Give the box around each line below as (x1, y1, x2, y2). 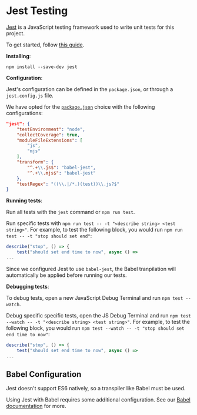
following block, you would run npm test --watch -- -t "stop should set (6, 324, 185, 332)
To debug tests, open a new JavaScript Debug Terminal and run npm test (6, 294, 183, 301)
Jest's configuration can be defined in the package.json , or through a (6, 85, 173, 92)
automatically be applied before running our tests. (6, 272, 127, 279)
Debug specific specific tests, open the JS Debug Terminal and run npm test (6, 312, 191, 319)
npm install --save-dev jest (6, 63, 78, 70)
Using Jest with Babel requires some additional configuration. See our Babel (6, 396, 191, 403)
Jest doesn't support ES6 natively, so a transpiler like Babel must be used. (6, 385, 186, 392)
